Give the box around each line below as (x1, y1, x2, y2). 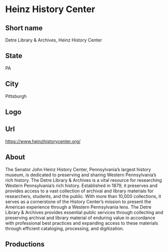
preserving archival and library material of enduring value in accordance (5, 215, 155, 221)
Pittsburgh (5, 93, 27, 99)
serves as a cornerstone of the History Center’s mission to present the (5, 198, 151, 205)
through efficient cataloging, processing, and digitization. (5, 225, 125, 231)
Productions (5, 240, 45, 248)
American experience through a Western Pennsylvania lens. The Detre (5, 204, 151, 210)
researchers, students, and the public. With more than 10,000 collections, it (5, 193, 161, 199)
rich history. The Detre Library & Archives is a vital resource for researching (5, 177, 162, 183)
